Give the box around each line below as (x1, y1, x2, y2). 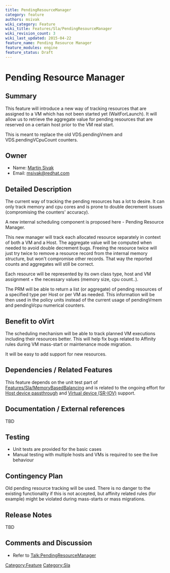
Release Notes (5, 511, 52, 519)
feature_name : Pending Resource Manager (5, 41, 92, 46)
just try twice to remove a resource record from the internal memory (5, 250, 148, 257)
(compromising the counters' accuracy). (5, 209, 90, 216)
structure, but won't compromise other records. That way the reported (5, 256, 152, 262)
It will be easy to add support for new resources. (5, 351, 107, 357)
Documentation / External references (5, 405, 125, 413)
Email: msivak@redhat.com (12, 170, 70, 176)
